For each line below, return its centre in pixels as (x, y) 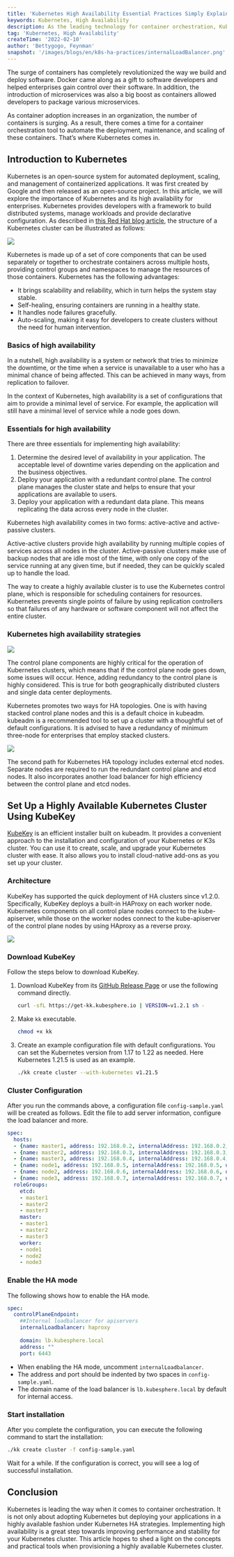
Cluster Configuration (45, 1090)
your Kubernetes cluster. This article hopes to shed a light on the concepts (114, 1538)
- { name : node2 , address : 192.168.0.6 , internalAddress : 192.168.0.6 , (118, 1172)
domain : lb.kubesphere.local (62, 1341)
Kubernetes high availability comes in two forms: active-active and (103, 523)
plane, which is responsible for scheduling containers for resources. (105, 594)
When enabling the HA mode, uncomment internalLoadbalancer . (110, 1367)
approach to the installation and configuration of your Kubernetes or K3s (111, 841)
